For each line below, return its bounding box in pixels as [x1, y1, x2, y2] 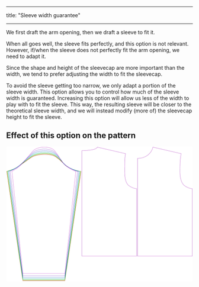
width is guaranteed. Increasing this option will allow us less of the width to [6, 95, 190, 101]
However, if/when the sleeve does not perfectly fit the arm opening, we [6, 47, 179, 53]
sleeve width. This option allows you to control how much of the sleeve [6, 88, 179, 95]
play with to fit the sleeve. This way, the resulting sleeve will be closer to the [6, 101, 192, 108]
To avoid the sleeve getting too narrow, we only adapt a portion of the [6, 82, 176, 89]
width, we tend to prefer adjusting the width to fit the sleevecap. [6, 70, 163, 78]
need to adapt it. [6, 53, 46, 60]
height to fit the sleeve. [6, 114, 62, 120]
